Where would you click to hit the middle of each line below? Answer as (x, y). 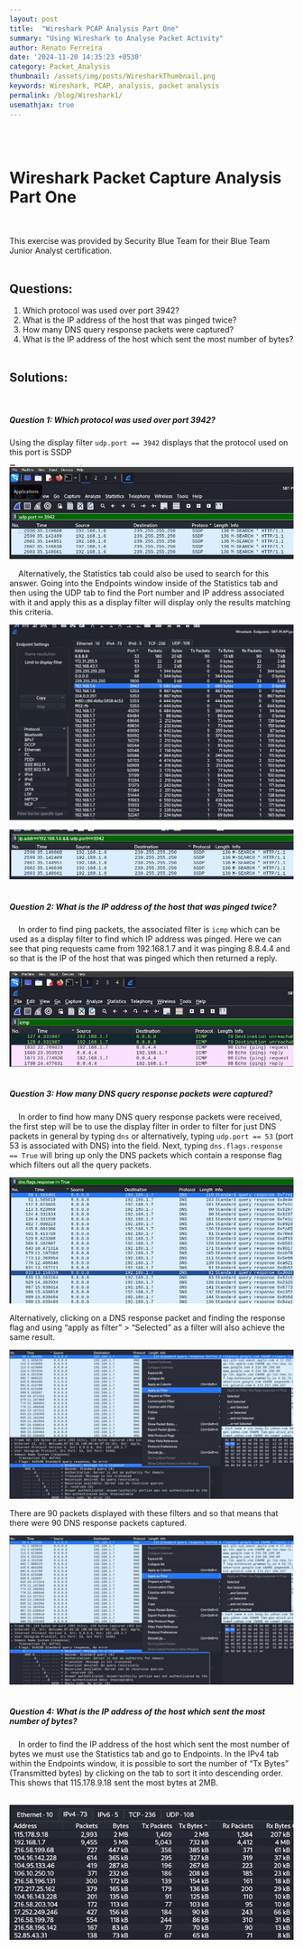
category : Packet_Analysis (60, 67)
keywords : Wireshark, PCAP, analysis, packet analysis (115, 86)
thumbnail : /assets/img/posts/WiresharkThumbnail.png (113, 77)
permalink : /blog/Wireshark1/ (66, 95)
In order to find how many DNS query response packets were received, (150, 1117)
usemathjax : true (42, 105)
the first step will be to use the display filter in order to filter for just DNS (143, 1126)
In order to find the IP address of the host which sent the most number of (154, 1744)
